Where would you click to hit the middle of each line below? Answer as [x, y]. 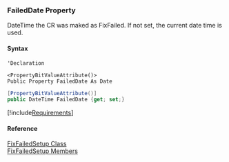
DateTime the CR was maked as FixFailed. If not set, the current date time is [114, 26]
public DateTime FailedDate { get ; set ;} [66, 100]
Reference [22, 128]
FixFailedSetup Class [37, 144]
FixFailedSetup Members [42, 151]
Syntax [18, 48]
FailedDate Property [41, 10]
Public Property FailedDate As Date [60, 81]
